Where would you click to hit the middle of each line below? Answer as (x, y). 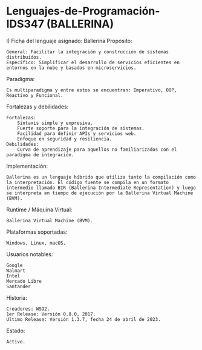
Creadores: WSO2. (28, 309)
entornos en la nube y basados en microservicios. (71, 68)
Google (15, 265)
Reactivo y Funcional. (35, 95)
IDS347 (25, 24)
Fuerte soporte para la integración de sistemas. (81, 128)
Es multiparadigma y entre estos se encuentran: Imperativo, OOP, (92, 90)
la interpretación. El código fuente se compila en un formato (88, 182)
